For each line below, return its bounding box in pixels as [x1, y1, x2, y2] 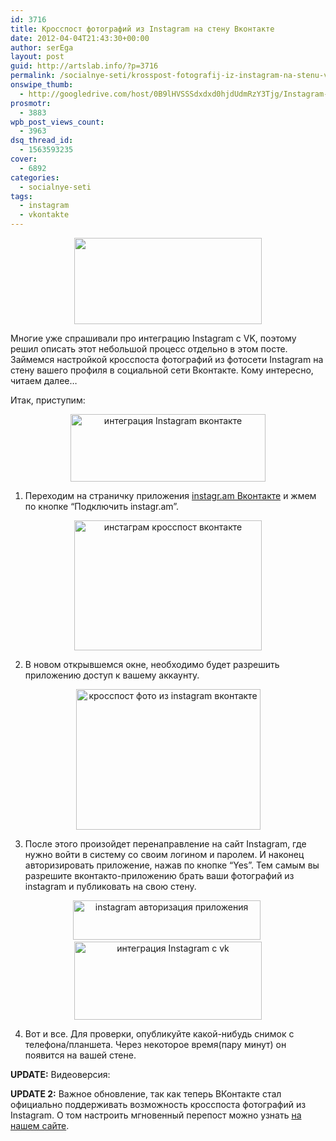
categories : [10, 172, 60, 183]
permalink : [10, 71, 56, 81]
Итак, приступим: [10, 394, 86, 406]
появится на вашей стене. [24, 1049, 137, 1061]
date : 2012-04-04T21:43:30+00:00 [10, 33, 150, 43]
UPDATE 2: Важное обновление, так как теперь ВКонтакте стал [10, 1088, 282, 1100]
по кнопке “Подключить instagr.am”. [24, 501, 180, 512]
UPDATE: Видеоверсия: [10, 1069, 111, 1080]
